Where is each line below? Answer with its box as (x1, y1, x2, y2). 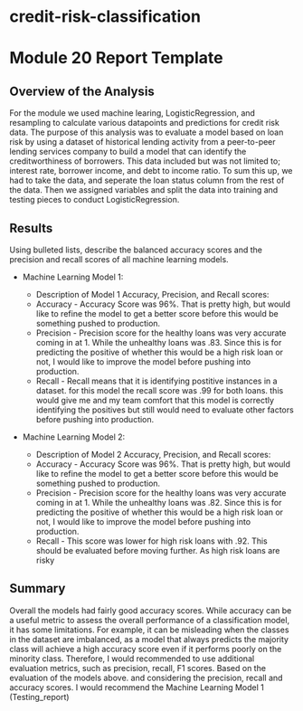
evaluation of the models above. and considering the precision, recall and (9, 672, 283, 683)
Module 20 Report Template (9, 48, 223, 69)
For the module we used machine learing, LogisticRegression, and (9, 108, 256, 118)
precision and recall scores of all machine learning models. (9, 254, 229, 264)
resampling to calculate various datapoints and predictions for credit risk (9, 118, 280, 128)
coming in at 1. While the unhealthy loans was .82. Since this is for (35, 498, 282, 507)
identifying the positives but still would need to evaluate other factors (35, 404, 294, 415)
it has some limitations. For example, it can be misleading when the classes (9, 624, 289, 635)
